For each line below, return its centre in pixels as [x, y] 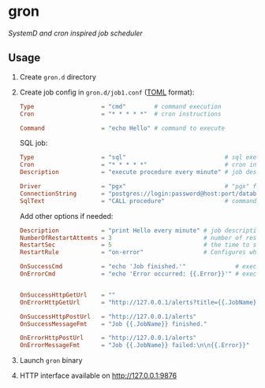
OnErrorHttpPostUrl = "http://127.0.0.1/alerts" [108, 338]
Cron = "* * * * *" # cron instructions [120, 114]
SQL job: [34, 143]
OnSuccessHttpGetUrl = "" [67, 295]
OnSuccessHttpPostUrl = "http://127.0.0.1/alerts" [108, 316]
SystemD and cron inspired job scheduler [76, 33]
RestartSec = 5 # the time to [134, 245]
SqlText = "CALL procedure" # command [138, 201]
